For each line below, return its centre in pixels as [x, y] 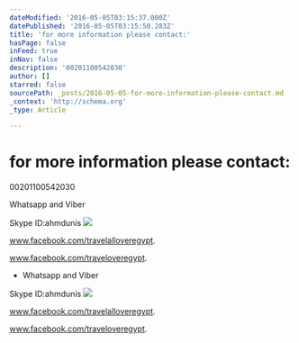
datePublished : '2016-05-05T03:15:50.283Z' [92, 26]
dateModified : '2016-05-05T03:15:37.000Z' [90, 18]
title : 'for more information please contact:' [100, 34]
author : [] [30, 77]
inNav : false [34, 59]
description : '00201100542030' [68, 68]
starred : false [38, 85]
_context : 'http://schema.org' [68, 101]
